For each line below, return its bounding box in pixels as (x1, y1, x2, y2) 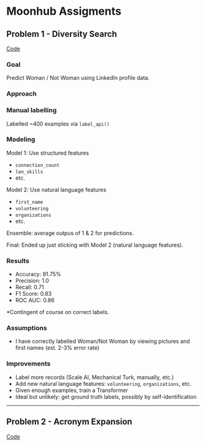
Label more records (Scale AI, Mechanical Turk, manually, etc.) (15, 373, 174, 381)
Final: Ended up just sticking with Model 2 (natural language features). (6, 241, 183, 248)
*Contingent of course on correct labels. (6, 309, 109, 316)
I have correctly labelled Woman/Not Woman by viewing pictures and (15, 337, 190, 345)
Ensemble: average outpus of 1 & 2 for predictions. (6, 229, 134, 237)
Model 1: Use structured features (6, 149, 90, 156)
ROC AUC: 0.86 (15, 296, 55, 304)
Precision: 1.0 (15, 277, 49, 285)
